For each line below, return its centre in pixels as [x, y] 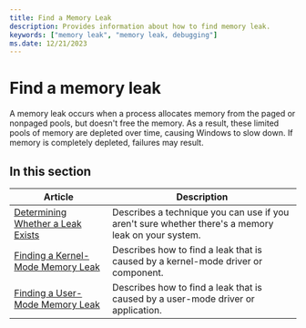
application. [137, 310]
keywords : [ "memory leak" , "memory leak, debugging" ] [114, 35]
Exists [27, 235]
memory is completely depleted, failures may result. [107, 143]
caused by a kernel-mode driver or [187, 261]
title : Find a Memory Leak [61, 18]
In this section [51, 171]
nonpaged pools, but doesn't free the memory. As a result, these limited [144, 123]
